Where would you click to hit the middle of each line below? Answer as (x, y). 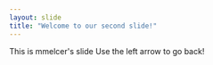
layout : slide (36, 17)
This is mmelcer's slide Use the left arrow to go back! (107, 51)
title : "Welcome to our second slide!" (83, 26)
